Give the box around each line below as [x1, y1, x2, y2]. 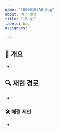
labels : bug [5, 21, 30, 26]
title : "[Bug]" [5, 16, 37, 21]
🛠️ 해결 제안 [5, 108, 32, 115]
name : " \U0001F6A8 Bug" [5, 7, 55, 12]
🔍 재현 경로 [5, 79, 39, 88]
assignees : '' [5, 26, 35, 31]
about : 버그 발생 [5, 12, 37, 17]
